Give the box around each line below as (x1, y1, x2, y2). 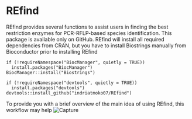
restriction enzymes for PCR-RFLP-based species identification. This (6, 29, 172, 36)
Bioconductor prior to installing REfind (6, 48, 98, 55)
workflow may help (6, 106, 53, 113)
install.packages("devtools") (11, 85, 85, 91)
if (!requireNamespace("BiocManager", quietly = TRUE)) (6, 60, 145, 65)
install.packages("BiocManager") (11, 64, 93, 71)
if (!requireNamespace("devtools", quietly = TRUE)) (6, 80, 138, 86)
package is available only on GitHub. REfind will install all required (6, 36, 165, 43)
